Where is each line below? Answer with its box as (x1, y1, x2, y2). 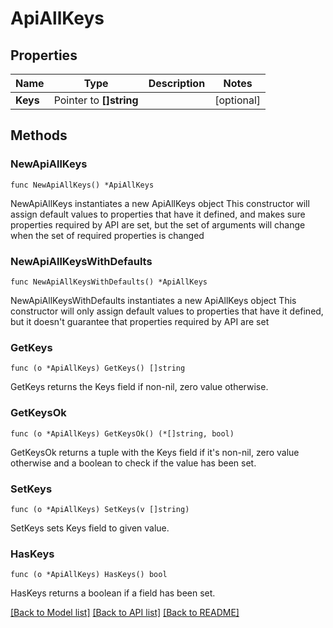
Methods (10, 127, 68, 144)
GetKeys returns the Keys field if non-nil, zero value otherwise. (10, 381, 269, 393)
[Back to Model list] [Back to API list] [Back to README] (10, 607, 240, 619)
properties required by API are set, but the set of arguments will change (10, 218, 306, 231)
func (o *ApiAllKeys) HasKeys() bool (10, 570, 168, 580)
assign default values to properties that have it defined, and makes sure (10, 208, 306, 220)
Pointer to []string (53, 93, 139, 107)
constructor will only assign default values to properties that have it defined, (10, 305, 324, 317)
